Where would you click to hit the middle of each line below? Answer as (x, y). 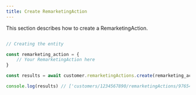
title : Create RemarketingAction (47, 11)
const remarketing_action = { (43, 54)
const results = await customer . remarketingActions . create (79, 76)
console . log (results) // (36, 86)
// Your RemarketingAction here (56, 60)
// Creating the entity (35, 44)
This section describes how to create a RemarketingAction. (77, 28)
